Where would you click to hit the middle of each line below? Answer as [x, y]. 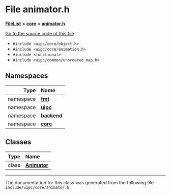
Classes [18, 142]
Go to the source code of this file [40, 33]
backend [51, 115]
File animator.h [37, 9]
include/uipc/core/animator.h [37, 187]
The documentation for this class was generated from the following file [80, 182]
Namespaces [27, 76]
